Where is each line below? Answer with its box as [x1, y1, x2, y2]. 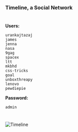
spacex [5, 55, 19, 60]
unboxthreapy [5, 77, 33, 82]
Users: [5, 23, 20, 29]
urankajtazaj [5, 32, 33, 38]
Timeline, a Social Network [5, 4, 73, 11]
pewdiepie [5, 86, 26, 91]
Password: [5, 95, 28, 101]
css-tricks [5, 68, 28, 74]
